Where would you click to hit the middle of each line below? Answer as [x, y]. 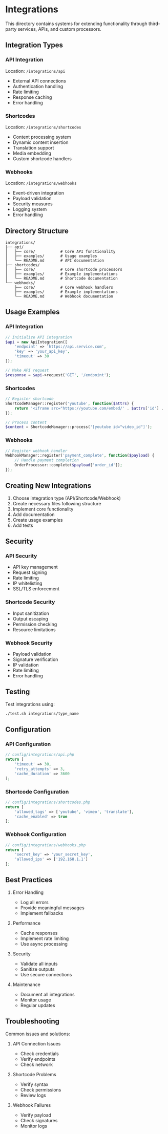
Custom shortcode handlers [42, 158]
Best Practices [29, 880]
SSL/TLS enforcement [36, 589]
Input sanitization [31, 613]
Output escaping [30, 618]
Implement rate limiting [45, 938]
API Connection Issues [37, 1043]
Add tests [23, 525]
